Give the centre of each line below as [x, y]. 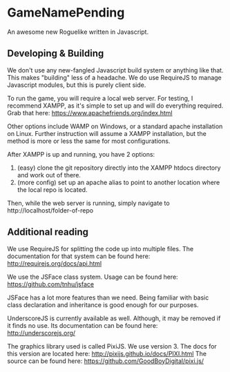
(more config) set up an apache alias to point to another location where [118, 182]
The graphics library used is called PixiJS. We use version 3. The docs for [112, 346]
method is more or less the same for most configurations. [89, 141]
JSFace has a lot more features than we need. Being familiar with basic [108, 297]
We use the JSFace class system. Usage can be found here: [93, 277]
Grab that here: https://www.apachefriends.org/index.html [90, 112]
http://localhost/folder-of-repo [50, 210]
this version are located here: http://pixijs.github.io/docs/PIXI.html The [107, 353]
